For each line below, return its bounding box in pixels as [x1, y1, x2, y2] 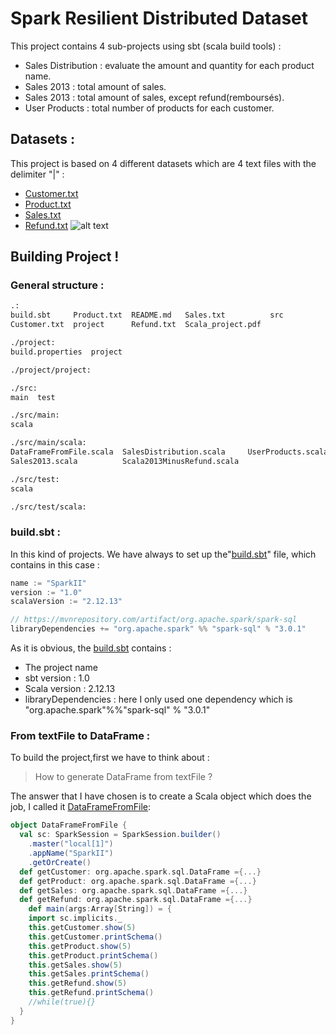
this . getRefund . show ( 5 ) [28, 978, 128, 989]
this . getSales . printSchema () [28, 969, 150, 979]
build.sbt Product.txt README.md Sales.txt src [10, 310, 284, 321]
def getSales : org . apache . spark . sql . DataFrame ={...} [19, 885, 248, 896]
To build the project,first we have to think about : [10, 752, 210, 764]
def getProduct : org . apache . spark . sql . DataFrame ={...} [19, 876, 257, 886]
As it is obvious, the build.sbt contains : [10, 642, 172, 654]
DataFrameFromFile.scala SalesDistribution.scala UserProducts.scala [10, 447, 329, 457]
